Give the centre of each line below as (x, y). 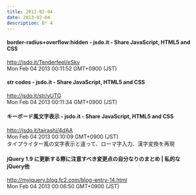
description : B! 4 (30, 23)
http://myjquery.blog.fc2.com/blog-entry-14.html (67, 180)
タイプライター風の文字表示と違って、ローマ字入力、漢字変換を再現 (91, 144)
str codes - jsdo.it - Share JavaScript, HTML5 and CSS (76, 82)
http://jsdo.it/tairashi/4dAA (40, 130)
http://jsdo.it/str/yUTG (34, 95)
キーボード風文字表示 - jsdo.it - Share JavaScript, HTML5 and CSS (90, 116)
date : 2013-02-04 (29, 17)
